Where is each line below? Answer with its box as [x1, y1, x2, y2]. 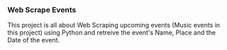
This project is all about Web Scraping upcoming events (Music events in [7, 21, 221, 30]
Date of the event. [7, 36, 60, 44]
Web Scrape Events [7, 5, 77, 15]
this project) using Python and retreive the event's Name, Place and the [7, 28, 216, 37]
